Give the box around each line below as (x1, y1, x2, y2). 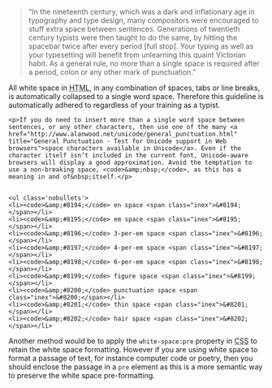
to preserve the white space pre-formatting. (8, 371, 156, 380)
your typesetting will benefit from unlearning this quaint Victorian (28, 50, 246, 59)
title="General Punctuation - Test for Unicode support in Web (8, 137, 227, 145)
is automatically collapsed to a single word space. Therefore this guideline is (8, 92, 264, 101)
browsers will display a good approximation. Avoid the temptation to (8, 158, 253, 166)
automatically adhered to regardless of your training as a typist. (8, 101, 221, 110)
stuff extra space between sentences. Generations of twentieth (28, 24, 240, 33)
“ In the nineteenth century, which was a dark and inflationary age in (28, 7, 255, 16)
